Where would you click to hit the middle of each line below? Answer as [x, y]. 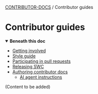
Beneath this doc [27, 41]
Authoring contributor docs [40, 72]
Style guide [24, 56]
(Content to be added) [28, 87]
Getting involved [29, 50]
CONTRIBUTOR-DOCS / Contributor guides [49, 7]
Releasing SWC [28, 66]
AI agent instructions [41, 77]
